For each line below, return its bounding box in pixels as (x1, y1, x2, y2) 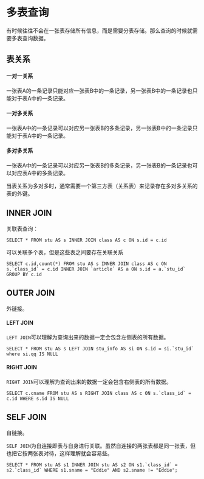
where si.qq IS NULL (6, 351, 59, 357)
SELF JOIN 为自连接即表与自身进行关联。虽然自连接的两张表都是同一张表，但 (6, 442, 196, 449)
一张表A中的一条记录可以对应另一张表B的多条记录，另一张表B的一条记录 (6, 161, 187, 169)
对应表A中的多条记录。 (11, 169, 69, 177)
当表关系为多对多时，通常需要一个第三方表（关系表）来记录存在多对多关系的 (6, 182, 198, 190)
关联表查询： (6, 225, 38, 232)
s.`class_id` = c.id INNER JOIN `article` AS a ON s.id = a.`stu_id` (6, 266, 186, 272)
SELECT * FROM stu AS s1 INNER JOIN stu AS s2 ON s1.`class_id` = (6, 461, 178, 468)
